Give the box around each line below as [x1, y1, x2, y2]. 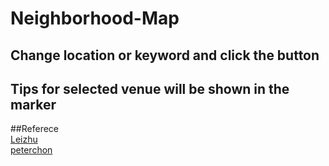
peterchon [10, 144, 53, 156]
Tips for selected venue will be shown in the [10, 80, 290, 97]
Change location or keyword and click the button [10, 47, 320, 64]
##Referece [10, 123, 59, 135]
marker [10, 96, 57, 113]
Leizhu [10, 133, 38, 146]
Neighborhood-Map [10, 7, 180, 30]
